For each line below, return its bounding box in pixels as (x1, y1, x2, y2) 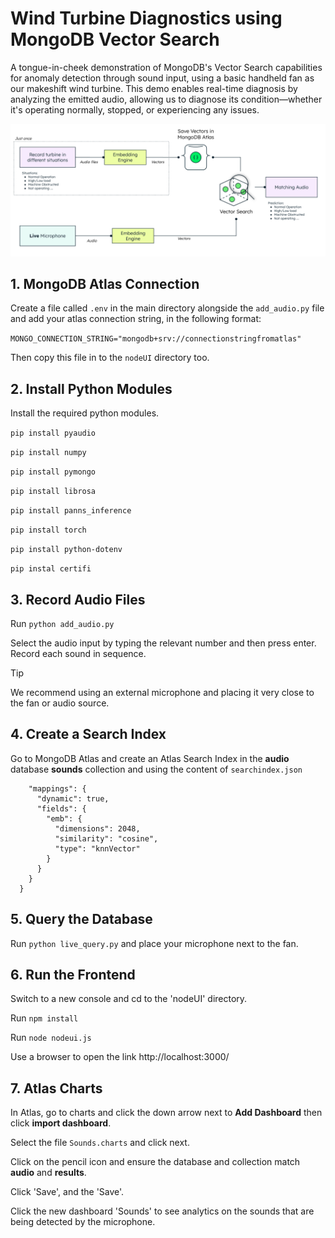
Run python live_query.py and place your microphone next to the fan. (10, 937, 299, 949)
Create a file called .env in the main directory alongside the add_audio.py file (10, 302, 325, 314)
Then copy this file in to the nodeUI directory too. (10, 352, 210, 364)
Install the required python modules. (10, 407, 160, 419)
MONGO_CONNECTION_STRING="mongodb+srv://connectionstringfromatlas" (10, 334, 302, 344)
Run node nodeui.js (10, 1032, 92, 1044)
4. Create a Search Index (10, 726, 167, 743)
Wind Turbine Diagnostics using (10, 7, 283, 30)
